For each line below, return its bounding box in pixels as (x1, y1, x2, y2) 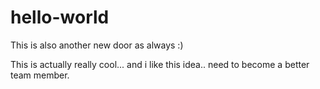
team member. (10, 69, 70, 81)
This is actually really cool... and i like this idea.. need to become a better (10, 58, 310, 70)
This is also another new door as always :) (10, 39, 184, 51)
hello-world (10, 6, 110, 29)
